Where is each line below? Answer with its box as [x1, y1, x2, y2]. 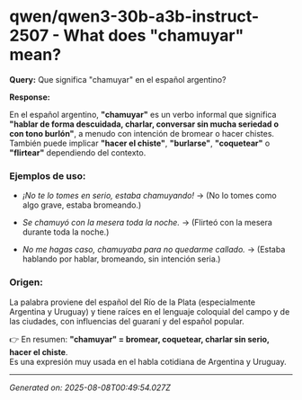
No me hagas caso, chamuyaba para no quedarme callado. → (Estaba [22, 244, 286, 255]
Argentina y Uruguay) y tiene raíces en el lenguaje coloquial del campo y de [9, 306, 290, 316]
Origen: [9, 276, 43, 289]
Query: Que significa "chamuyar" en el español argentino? [9, 74, 226, 84]
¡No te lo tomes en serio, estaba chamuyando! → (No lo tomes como [22, 191, 277, 201]
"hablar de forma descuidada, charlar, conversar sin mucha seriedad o [9, 119, 280, 129]
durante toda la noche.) [22, 227, 110, 237]
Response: [9, 92, 51, 102]
